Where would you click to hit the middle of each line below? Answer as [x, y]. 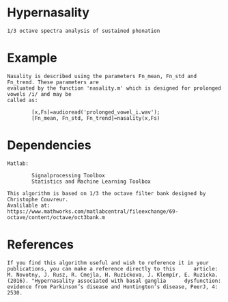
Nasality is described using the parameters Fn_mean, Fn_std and [102, 76]
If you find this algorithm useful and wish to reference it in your [108, 263]
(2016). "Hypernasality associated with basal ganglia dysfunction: [114, 281]
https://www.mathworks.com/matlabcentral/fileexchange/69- [93, 211]
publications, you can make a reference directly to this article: [113, 268]
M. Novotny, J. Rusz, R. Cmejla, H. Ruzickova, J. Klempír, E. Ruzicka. [113, 275]
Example [32, 58]
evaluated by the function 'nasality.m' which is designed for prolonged [114, 88]
